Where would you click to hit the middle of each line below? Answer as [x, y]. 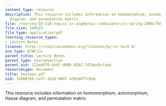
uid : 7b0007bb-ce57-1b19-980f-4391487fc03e [51, 79]
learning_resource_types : [32, 38]
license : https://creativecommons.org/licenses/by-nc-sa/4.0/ [70, 47]
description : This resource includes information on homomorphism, [76, 14]
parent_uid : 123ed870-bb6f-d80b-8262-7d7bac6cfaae [58, 65]
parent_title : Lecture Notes [35, 56]
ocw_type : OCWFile [24, 51]
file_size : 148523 [24, 28]
